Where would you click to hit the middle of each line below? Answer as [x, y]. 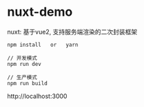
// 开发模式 [22, 58]
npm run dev [24, 64]
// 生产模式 [22, 77]
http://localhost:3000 [37, 96]
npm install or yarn [43, 45]
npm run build [28, 83]
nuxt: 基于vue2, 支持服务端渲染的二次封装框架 [72, 32]
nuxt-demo [40, 12]
